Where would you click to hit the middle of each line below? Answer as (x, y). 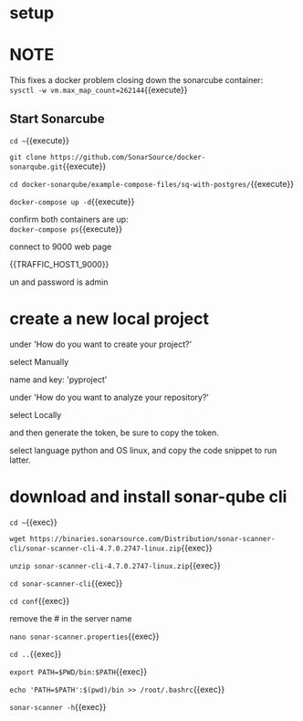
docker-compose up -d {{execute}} (72, 201)
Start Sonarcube (57, 118)
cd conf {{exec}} (40, 601)
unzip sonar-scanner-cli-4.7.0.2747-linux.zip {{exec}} (115, 565)
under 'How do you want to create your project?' (101, 344)
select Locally (36, 414)
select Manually (39, 361)
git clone (28, 157)
